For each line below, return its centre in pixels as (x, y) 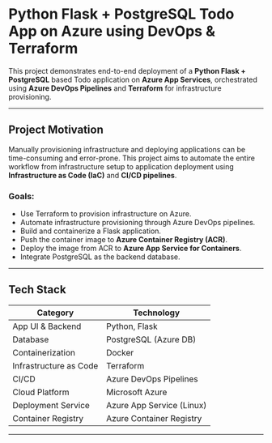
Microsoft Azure (137, 392)
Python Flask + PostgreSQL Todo (121, 14)
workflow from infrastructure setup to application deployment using (121, 166)
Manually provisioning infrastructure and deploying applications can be (127, 149)
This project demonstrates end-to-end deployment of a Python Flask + (127, 70)
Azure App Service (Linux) (157, 405)
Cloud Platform (41, 392)
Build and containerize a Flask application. (91, 231)
